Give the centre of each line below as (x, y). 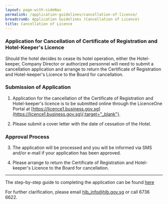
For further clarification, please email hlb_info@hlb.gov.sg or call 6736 (77, 192)
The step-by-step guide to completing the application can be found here (80, 182)
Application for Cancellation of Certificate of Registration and (81, 41)
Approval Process (27, 136)
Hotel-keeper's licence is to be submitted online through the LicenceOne (87, 103)
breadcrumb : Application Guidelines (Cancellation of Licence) (72, 19)
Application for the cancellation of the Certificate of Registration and (83, 98)
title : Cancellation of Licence (39, 24)
